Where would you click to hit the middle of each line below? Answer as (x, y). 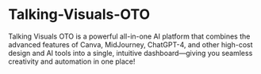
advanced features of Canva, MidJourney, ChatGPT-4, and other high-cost (130, 44)
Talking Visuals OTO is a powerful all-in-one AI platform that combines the (129, 36)
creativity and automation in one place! (72, 61)
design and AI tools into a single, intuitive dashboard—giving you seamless (130, 53)
